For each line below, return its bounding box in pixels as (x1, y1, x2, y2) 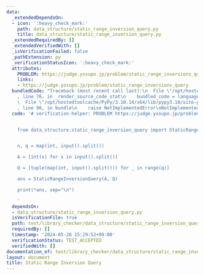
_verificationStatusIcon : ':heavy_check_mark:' (12, 59, 135, 66)
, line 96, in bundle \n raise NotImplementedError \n (17, 104, 162, 111)
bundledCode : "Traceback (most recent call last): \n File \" (12, 88, 172, 94)
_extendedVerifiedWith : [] (12, 43, 80, 49)
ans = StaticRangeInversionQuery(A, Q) (17, 176, 118, 182)
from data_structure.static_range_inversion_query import (17, 127, 167, 133)
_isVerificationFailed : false (12, 49, 88, 55)
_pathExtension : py (12, 54, 61, 60)
